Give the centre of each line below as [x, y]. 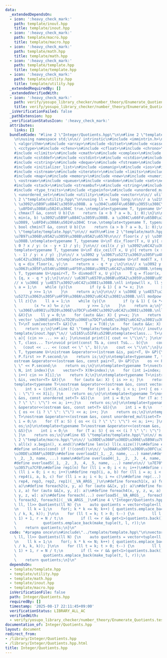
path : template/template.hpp [44, 65]
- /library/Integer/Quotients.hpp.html [46, 643]
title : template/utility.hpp [44, 84]
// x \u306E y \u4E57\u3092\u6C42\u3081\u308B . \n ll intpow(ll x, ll [86, 282]
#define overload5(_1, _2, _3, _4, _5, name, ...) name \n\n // [80, 463]
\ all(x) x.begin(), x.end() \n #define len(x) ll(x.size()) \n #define [86, 445]
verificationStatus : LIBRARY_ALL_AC [47, 611]
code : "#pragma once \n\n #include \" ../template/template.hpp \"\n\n [80, 532]
